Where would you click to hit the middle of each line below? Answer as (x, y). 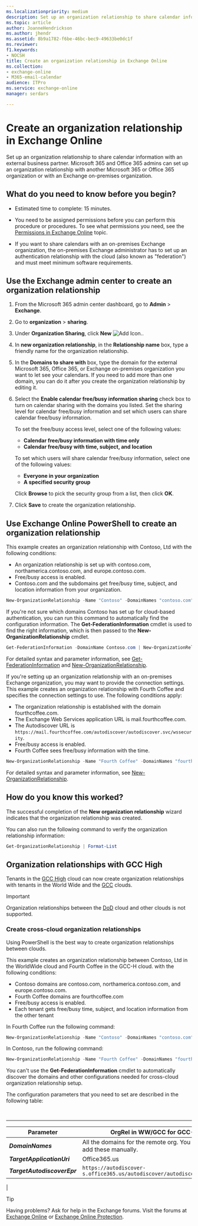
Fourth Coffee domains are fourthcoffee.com (69, 996)
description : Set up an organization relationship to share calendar (93, 17)
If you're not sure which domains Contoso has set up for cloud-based (90, 612)
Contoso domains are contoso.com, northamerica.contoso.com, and (98, 984)
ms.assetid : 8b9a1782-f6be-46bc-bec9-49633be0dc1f (70, 39)
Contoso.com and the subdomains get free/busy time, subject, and (96, 583)
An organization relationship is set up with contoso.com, (83, 565)
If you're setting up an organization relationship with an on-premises (89, 676)
